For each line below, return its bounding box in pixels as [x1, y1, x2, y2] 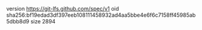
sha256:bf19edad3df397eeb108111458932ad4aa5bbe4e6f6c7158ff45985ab [6, 11, 196, 19]
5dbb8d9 [6, 18, 29, 25]
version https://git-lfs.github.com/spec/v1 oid [6, 5, 120, 12]
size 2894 [30, 18, 56, 25]
